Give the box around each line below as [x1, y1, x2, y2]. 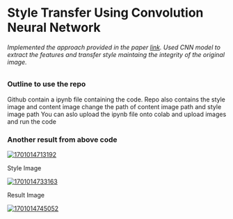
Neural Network [7, 19, 101, 35]
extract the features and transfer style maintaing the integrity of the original [7, 50, 225, 58]
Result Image [7, 191, 45, 200]
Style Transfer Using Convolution [7, 5, 204, 21]
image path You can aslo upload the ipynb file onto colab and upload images [7, 110, 227, 118]
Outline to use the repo [7, 79, 86, 89]
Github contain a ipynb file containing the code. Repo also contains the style [7, 95, 226, 104]
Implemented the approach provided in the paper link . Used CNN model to [7, 43, 221, 51]
